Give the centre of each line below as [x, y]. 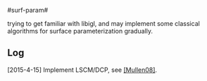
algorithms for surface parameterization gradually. [80, 31]
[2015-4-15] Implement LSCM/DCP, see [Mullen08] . [82, 70]
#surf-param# [28, 10]
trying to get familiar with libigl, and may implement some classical [104, 23]
